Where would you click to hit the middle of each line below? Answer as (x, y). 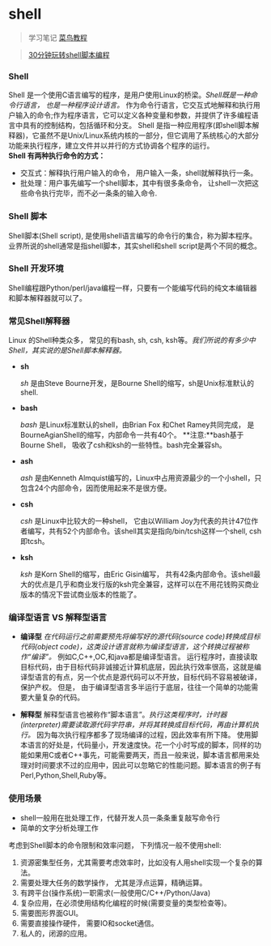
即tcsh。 (34, 541)
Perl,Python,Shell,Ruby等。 (66, 776)
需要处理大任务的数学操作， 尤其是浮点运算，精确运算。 (113, 882)
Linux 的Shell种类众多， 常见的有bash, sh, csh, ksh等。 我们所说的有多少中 (132, 340)
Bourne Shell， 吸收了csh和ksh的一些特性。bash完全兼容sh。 (123, 445)
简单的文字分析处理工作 (59, 828)
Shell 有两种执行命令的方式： (57, 156)
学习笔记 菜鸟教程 (57, 37)
